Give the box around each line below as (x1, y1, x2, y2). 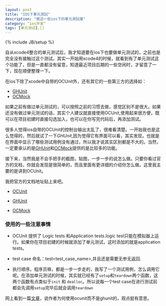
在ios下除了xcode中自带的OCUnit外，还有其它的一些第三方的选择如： (5, 79, 147, 85)
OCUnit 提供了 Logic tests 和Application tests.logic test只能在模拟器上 (12, 233, 155, 239)
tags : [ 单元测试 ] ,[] (5, 26, 44, 31)
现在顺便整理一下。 (13, 68, 53, 74)
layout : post (5, 7, 32, 12)
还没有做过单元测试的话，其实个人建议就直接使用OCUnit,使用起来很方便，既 (5, 110, 160, 116)
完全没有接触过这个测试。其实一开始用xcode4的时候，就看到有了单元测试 (5, 55, 155, 62)
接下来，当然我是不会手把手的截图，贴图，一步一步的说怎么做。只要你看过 (5, 156, 157, 162)
